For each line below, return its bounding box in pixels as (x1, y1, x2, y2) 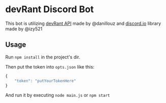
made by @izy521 (5, 25, 42, 31)
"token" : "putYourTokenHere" (14, 78, 76, 83)
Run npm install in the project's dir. (5, 54, 80, 60)
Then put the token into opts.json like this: (5, 63, 95, 70)
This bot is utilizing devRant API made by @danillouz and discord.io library (5, 20, 161, 26)
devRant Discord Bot (5, 4, 94, 15)
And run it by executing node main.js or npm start (5, 92, 110, 98)
